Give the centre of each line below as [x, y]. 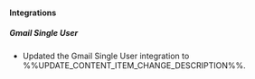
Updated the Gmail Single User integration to [106, 56]
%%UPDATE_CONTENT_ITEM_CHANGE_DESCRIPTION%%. [134, 65]
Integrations [33, 13]
